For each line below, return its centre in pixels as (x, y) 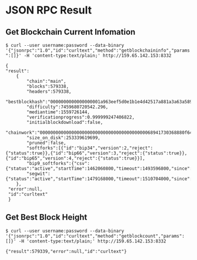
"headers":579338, (49, 92)
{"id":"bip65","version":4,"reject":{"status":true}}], (75, 158)
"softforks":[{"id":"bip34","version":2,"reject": (90, 148)
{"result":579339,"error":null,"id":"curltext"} (66, 251)
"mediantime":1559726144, (59, 112)
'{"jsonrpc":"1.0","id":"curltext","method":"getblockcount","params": (95, 236)
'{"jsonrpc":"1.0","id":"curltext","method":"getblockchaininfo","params (98, 50)
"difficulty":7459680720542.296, (68, 107)
